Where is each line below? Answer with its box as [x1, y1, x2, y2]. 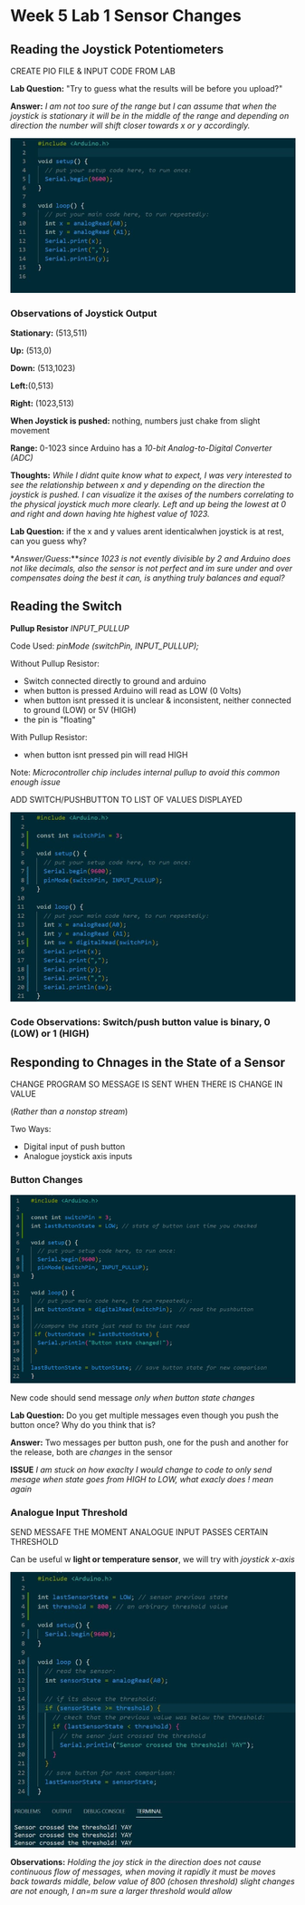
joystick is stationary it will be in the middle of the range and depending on [10, 111, 290, 121]
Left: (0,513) [10, 380, 54, 391]
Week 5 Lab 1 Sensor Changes [10, 5, 243, 26]
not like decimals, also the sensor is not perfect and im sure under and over [10, 563, 293, 574]
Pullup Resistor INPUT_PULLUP [10, 622, 129, 633]
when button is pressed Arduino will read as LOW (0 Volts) [23, 685, 243, 696]
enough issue [10, 777, 62, 787]
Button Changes [10, 1174, 83, 1187]
